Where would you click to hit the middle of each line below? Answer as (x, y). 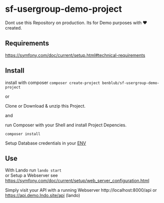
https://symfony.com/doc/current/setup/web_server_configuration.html (77, 181)
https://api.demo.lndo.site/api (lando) (43, 196)
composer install (23, 134)
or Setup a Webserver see (31, 175)
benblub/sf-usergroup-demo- (131, 83)
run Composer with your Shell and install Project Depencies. (66, 125)
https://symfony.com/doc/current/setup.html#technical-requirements (75, 55)
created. (14, 28)
